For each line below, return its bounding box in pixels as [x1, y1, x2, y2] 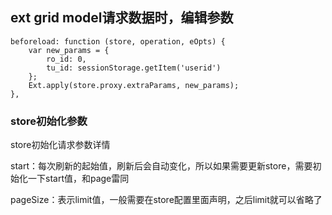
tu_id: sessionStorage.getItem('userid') [46, 63, 222, 73]
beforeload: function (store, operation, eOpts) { [10, 36, 226, 47]
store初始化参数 [10, 114, 88, 128]
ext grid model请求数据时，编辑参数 [10, 9, 234, 27]
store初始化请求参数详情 [10, 139, 111, 151]
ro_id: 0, [46, 54, 87, 64]
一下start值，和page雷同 [27, 173, 130, 185]
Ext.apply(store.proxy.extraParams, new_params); [28, 80, 240, 90]
